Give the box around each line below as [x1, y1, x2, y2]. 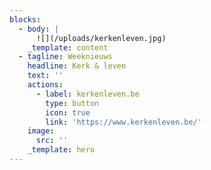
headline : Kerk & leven [27, 61, 127, 71]
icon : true [45, 107, 91, 118]
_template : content [27, 42, 109, 53]
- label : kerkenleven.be [35, 89, 140, 99]
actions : [27, 80, 64, 90]
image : [27, 126, 55, 136]
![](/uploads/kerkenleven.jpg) [35, 33, 167, 43]
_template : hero [27, 145, 96, 155]
